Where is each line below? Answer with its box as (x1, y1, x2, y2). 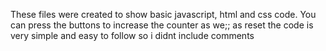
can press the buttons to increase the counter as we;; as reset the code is (10, 19, 314, 31)
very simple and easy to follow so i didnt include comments (10, 30, 255, 41)
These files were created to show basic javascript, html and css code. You (10, 9, 317, 20)
